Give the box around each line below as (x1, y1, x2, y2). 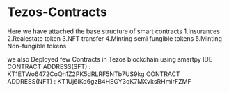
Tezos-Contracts (7, 4, 108, 20)
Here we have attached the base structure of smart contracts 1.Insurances (7, 27, 221, 35)
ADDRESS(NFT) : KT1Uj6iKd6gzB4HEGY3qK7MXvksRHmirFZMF (7, 77, 191, 85)
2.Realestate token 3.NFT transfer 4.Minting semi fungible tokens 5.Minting (7, 34, 223, 42)
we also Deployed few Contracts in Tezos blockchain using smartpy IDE (7, 55, 213, 63)
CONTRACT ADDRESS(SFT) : (7, 62, 91, 71)
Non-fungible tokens (7, 42, 67, 50)
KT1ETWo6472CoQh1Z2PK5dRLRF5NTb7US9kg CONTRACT (7, 70, 181, 78)
